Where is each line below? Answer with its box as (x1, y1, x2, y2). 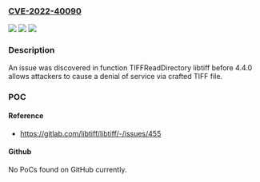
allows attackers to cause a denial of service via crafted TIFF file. (8, 71, 222, 81)
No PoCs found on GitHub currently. (8, 164, 127, 174)
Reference (8, 111, 44, 121)
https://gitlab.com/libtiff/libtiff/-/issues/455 (19, 129, 162, 138)
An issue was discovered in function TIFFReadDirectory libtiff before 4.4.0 (8, 62, 253, 73)
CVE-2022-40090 (8, 6, 82, 17)
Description (8, 45, 55, 56)
